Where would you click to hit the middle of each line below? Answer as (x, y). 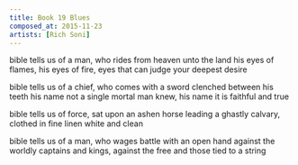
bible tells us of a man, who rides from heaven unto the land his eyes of (142, 60)
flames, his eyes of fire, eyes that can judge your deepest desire (128, 69)
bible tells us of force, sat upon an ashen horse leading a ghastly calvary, (145, 115)
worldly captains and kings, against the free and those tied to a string (138, 151)
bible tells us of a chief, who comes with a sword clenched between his (142, 87)
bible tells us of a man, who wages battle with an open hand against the (142, 142)
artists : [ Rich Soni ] (50, 34)
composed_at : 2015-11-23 (56, 26)
